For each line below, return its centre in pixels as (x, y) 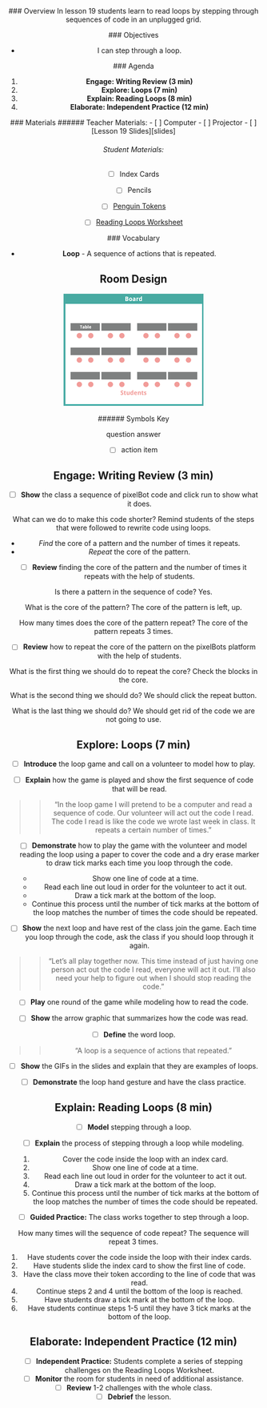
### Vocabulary (133, 239)
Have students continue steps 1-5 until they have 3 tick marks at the (139, 1308)
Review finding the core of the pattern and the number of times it (139, 568)
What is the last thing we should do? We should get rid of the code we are (133, 711)
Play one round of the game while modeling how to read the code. (139, 1002)
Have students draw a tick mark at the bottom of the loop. (139, 1299)
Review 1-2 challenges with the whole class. (139, 1387)
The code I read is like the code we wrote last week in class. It (153, 821)
